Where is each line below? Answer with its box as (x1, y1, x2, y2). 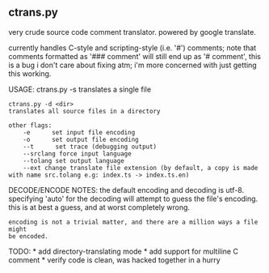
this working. (8, 68, 52, 79)
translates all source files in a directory (8, 107, 161, 115)
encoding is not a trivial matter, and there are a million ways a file (8, 218, 258, 226)
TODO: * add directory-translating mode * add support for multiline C (8, 246, 238, 256)
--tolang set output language (23, 156, 125, 164)
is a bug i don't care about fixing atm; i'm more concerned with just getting (8, 60, 257, 70)
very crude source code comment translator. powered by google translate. (8, 27, 256, 36)
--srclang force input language (23, 149, 132, 158)
